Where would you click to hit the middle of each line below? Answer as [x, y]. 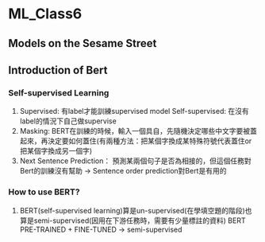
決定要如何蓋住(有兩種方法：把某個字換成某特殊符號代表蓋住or [150, 141]
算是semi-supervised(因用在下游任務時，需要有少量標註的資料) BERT [132, 221]
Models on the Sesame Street [83, 43]
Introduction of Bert [58, 70]
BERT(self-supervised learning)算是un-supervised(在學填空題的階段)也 [136, 210]
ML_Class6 [45, 14]
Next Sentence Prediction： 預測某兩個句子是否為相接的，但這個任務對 [135, 161]
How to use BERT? [44, 192]
